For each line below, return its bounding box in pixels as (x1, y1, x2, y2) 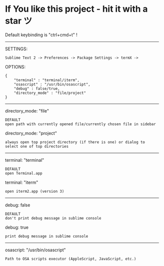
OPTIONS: (5, 64, 26, 69)
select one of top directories (5, 144, 69, 149)
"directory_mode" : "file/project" (14, 90, 86, 95)
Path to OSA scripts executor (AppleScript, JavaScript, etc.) (5, 256, 137, 261)
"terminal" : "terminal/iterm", (14, 77, 80, 83)
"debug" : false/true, (14, 86, 60, 91)
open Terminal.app (5, 171, 42, 176)
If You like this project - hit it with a (5, 3, 148, 15)
